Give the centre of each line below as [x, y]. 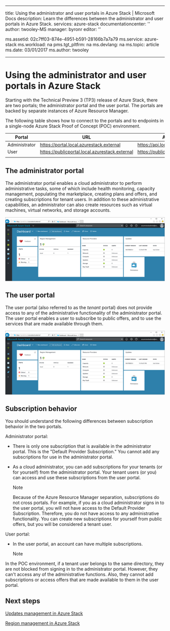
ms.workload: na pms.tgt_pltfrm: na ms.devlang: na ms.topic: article [88, 44]
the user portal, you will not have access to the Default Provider [79, 508]
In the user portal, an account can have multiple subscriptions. [78, 544]
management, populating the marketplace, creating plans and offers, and [81, 194]
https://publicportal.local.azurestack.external [87, 152]
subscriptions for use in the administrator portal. [63, 457]
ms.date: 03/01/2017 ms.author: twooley [47, 50]
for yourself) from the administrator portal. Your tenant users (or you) [84, 472]
